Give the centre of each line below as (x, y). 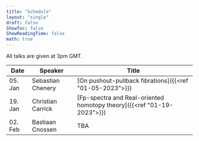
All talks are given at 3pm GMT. (44, 56)
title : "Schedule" (29, 12)
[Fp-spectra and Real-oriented (121, 97)
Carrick (42, 109)
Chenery (44, 88)
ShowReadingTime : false (36, 34)
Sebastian (46, 81)
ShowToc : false (25, 28)
